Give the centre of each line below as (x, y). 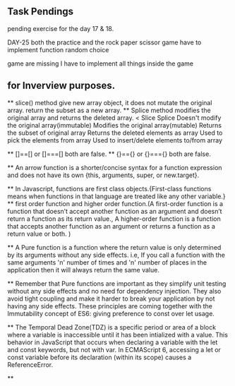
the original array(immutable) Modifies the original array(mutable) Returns (115, 125)
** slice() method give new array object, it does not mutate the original (110, 102)
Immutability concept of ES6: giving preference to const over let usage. (111, 313)
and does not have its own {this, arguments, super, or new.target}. (103, 175)
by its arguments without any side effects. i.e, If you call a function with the (116, 255)
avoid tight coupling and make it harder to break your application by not (111, 298)
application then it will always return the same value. (84, 270)
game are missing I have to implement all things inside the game (101, 64)
